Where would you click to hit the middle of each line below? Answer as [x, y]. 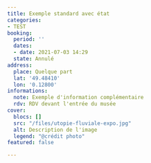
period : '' [29, 40]
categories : [24, 20]
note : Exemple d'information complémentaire [79, 98]
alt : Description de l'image [55, 130]
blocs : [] [27, 117]
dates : [23, 46]
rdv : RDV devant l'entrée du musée [65, 104]
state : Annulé [34, 59]
